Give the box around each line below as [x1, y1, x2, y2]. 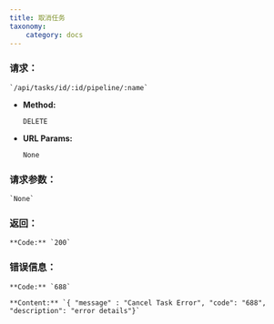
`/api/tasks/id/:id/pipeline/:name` [9, 83, 148, 92]
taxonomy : [9, 22, 47, 31]
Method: [22, 99, 56, 110]
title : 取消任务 [9, 13, 66, 23]
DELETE [22, 116, 48, 126]
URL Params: [22, 133, 73, 144]
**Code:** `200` [9, 238, 71, 248]
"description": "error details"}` [9, 306, 141, 315]
